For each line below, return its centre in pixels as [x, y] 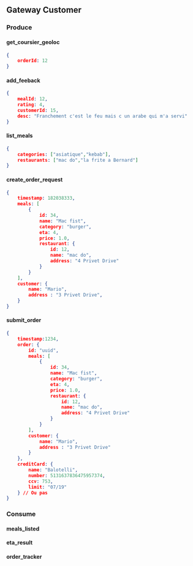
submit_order [24, 320]
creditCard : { [35, 464]
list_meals [20, 136]
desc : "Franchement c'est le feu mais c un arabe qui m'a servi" [103, 116]
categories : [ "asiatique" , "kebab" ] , [64, 154]
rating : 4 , [31, 105]
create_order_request [35, 179]
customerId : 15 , [38, 110]
